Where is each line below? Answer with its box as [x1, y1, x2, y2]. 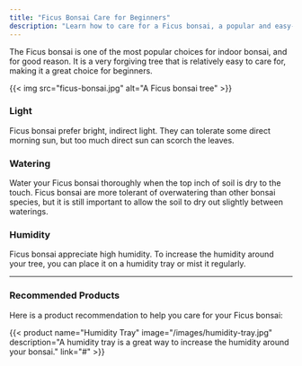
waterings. [9, 206, 49, 217]
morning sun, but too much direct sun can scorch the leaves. [9, 135, 235, 145]
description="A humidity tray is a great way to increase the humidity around [9, 336, 289, 347]
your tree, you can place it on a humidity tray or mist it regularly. [9, 258, 246, 269]
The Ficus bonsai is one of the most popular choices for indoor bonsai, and [9, 46, 288, 57]
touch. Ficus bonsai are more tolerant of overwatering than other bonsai [9, 187, 276, 198]
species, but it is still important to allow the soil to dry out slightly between [9, 196, 283, 207]
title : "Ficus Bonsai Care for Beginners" [9, 13, 171, 22]
